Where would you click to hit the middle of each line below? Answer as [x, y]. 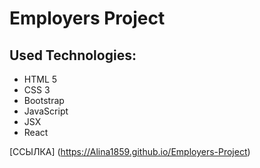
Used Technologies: [73, 55]
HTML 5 [40, 79]
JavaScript [46, 111]
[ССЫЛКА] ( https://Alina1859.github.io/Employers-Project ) [130, 151]
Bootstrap [44, 100]
